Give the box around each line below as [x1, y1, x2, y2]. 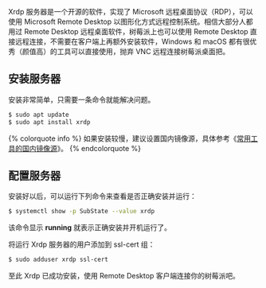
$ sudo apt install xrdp [8, 118, 91, 126]
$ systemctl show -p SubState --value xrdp [8, 208, 155, 216]
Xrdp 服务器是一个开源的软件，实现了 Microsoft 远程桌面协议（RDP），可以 [8, 7, 253, 16]
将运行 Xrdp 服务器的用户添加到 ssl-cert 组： [8, 239, 155, 249]
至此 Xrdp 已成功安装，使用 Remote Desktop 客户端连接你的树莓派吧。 [8, 271, 241, 281]
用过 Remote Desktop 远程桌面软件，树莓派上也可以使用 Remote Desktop [8, 27, 248, 36]
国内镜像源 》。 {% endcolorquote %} [22, 143, 142, 153]
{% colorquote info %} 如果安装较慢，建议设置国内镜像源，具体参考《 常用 [8, 134, 252, 143]
